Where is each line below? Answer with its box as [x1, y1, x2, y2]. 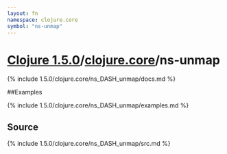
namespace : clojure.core [7, 16, 78, 23]
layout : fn [7, 10, 38, 17]
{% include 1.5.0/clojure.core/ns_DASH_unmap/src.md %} [7, 140, 171, 148]
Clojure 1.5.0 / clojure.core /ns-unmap [7, 52, 221, 68]
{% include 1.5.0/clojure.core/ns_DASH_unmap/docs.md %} [7, 75, 176, 83]
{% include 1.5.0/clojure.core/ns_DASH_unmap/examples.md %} [7, 101, 189, 110]
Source [7, 121, 39, 133]
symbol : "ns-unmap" [7, 23, 63, 29]
